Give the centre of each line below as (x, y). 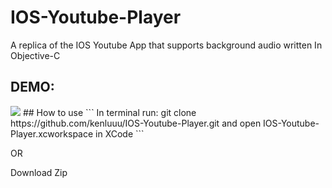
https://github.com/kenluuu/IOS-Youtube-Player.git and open (136, 123)
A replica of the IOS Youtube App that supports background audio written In (166, 45)
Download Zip (39, 172)
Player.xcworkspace (52, 133)
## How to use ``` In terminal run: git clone (109, 112)
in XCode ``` (120, 133)
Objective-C (35, 55)
